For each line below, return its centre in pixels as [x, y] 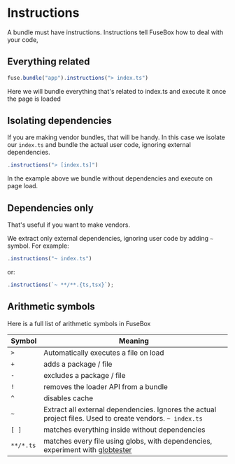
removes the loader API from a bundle [105, 386]
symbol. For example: [38, 246]
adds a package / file [78, 364]
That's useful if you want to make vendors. [69, 225]
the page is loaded [34, 99]
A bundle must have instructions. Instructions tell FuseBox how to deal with [115, 32]
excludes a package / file [84, 375]
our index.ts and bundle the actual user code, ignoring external [99, 145]
